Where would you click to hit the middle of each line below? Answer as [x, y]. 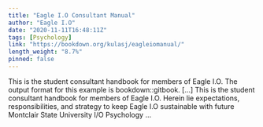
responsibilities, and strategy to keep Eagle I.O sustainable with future [121, 106]
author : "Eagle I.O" [42, 23]
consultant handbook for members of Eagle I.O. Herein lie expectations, [124, 98]
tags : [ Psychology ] [40, 37]
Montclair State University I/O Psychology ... [80, 114]
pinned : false [31, 60]
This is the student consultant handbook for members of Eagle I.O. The [123, 81]
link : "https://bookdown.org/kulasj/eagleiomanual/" [96, 45]
